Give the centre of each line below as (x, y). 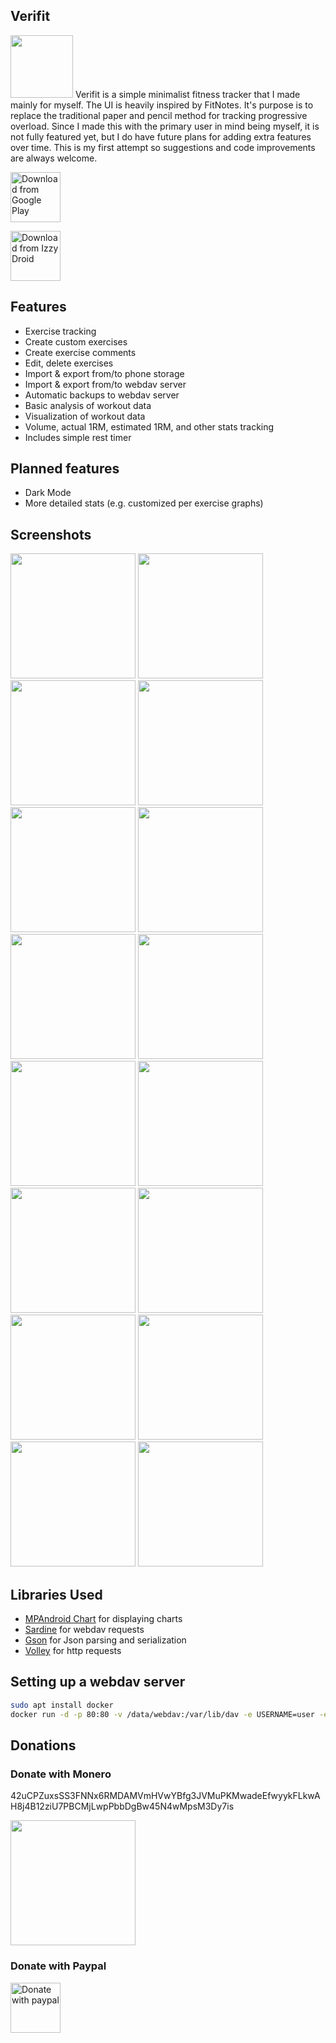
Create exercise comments (80, 352)
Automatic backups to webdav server (102, 395)
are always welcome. (54, 158)
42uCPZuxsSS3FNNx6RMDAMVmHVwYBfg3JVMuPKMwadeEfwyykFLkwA (165, 1796)
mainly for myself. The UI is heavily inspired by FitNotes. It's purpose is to (162, 105)
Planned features (65, 469)
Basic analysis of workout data (88, 405)
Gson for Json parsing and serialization (105, 1640)
